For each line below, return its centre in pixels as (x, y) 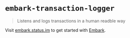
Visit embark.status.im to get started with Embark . (55, 30)
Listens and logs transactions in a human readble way (71, 21)
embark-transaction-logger (60, 8)
